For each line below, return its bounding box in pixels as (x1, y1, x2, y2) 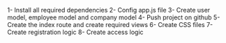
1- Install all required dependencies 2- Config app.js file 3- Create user (7, 6, 211, 14)
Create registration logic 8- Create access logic (7, 28, 144, 36)
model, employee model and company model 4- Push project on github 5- (7, 13, 220, 21)
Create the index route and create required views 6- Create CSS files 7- (7, 21, 213, 28)
